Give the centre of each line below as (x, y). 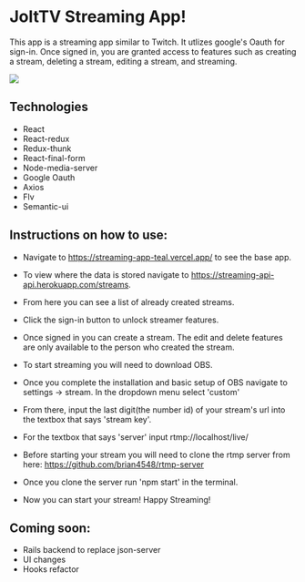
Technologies (49, 107)
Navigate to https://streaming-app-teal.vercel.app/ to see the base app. (157, 257)
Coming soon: (50, 528)
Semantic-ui (46, 206)
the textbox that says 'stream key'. (87, 419)
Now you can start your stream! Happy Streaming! (117, 499)
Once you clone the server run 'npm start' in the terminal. (130, 482)
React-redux (46, 138)
